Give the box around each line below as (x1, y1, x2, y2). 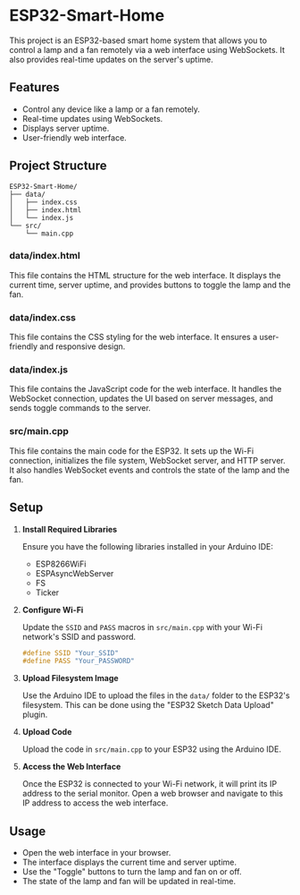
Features (9, 80, 60, 95)
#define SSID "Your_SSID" (21, 648, 119, 658)
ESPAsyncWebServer (35, 567, 114, 578)
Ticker (35, 587, 60, 598)
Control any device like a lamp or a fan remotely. (21, 104, 201, 115)
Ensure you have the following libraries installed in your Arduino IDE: (21, 541, 274, 551)
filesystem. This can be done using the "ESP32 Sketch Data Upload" (21, 700, 274, 711)
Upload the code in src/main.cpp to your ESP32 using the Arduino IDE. (21, 744, 281, 754)
